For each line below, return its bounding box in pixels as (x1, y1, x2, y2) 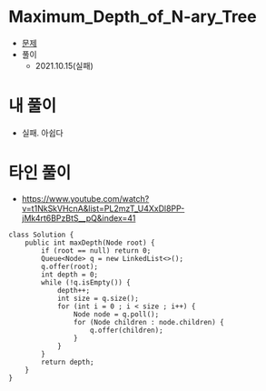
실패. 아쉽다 (21, 127, 64, 138)
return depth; (41, 357, 94, 366)
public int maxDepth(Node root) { (25, 238, 155, 247)
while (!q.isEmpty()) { (41, 277, 131, 287)
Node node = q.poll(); (73, 309, 160, 319)
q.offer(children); (89, 326, 164, 335)
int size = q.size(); (56, 294, 140, 303)
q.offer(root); (41, 262, 99, 271)
